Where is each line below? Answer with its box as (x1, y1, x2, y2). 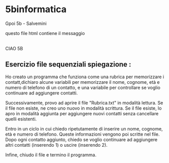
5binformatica (5, 4, 67, 15)
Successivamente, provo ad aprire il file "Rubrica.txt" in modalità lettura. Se (5, 100, 163, 106)
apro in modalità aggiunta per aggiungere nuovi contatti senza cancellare (5, 110, 159, 116)
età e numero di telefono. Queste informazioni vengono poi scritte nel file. (5, 131, 160, 137)
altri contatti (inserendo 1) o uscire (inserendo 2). (5, 142, 108, 148)
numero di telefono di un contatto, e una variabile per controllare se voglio (5, 84, 160, 90)
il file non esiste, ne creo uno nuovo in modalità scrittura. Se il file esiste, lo (5, 105, 162, 111)
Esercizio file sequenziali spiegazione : (5, 60, 131, 69)
